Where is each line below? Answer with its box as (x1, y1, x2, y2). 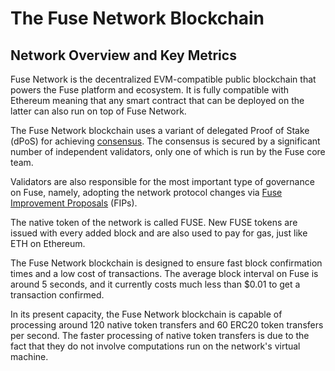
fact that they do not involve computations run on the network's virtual (10, 340, 301, 352)
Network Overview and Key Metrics (10, 47, 237, 64)
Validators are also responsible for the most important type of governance (10, 176, 315, 187)
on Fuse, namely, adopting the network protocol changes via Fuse (10, 187, 283, 198)
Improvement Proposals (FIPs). (10, 197, 138, 209)
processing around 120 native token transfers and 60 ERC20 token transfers (10, 319, 324, 331)
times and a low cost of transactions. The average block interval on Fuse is (10, 268, 319, 279)
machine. (10, 351, 49, 362)
